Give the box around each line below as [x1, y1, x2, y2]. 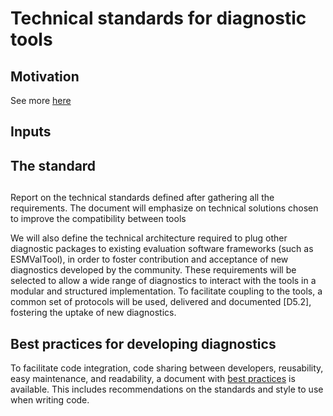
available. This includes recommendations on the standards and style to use [10, 383, 324, 395]
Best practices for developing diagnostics [10, 335, 277, 352]
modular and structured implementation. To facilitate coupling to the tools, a [10, 285, 323, 297]
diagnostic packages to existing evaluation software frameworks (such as [10, 243, 314, 255]
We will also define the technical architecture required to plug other [10, 232, 288, 244]
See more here [10, 95, 72, 106]
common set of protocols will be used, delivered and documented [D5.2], [10, 296, 312, 308]
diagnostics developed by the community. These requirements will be [10, 264, 297, 276]
